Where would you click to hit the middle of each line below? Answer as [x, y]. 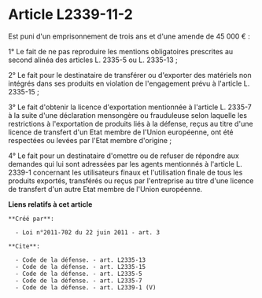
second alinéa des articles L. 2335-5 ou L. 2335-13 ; [93, 60]
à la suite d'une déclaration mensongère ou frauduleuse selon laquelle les [128, 115]
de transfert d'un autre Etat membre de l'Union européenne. [105, 189]
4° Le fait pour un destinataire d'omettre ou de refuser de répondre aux [124, 156]
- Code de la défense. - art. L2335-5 [79, 274]
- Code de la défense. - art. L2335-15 [81, 267]
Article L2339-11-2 [71, 15]
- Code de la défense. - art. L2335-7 [79, 281]
